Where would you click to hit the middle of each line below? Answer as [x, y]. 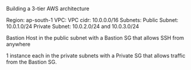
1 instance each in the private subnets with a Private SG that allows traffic [96, 55]
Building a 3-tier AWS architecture [48, 9]
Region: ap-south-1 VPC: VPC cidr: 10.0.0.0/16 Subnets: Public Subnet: [93, 20]
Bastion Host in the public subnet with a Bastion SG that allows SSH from [95, 38]
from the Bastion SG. [32, 62]
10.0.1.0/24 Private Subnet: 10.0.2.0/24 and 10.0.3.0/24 [73, 26]
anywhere [18, 44]
